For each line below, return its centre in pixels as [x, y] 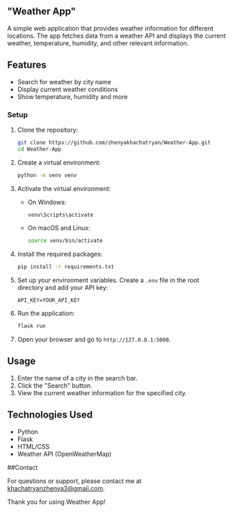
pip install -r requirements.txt [66, 267]
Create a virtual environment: [59, 162]
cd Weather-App [39, 149]
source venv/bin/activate [65, 241]
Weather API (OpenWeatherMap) [64, 454]
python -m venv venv [47, 175]
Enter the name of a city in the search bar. [77, 378]
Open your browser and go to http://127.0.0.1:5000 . [94, 339]
